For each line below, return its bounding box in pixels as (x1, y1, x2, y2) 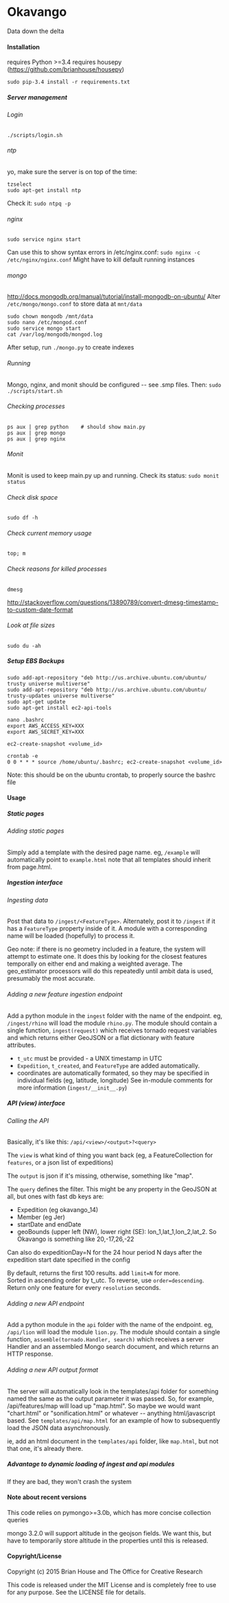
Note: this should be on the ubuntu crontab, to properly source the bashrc (7, 770, 216, 778)
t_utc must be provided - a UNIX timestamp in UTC (16, 1054, 162, 1062)
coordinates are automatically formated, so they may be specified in (16, 1068, 210, 1077)
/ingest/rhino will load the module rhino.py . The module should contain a (7, 1019, 217, 1027)
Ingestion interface (7, 878, 63, 887)
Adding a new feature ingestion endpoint (7, 990, 123, 999)
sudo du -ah (7, 642, 41, 649)
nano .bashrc (7, 716, 45, 723)
